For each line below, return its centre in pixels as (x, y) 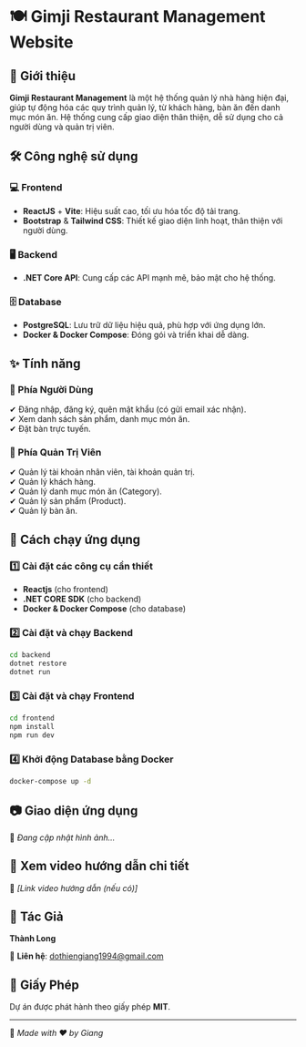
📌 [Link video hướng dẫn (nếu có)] (74, 888)
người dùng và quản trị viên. (62, 127)
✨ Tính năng (45, 363)
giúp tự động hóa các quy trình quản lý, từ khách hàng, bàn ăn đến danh (145, 108)
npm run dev (32, 735)
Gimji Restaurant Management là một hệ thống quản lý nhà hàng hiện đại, (149, 98)
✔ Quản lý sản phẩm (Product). (68, 501)
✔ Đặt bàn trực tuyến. (50, 428)
